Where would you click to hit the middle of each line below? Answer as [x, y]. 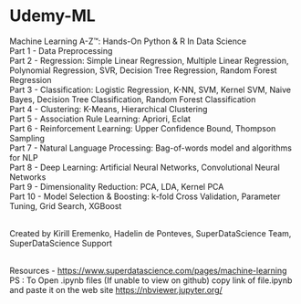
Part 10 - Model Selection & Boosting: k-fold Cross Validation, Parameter [145, 196]
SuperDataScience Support [61, 243]
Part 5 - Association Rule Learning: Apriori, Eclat [100, 119]
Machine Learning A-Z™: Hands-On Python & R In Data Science [128, 41]
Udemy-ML [52, 16]
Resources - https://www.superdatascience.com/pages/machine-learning [148, 270]
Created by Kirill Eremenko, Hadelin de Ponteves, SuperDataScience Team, [150, 233]
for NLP [24, 157]
